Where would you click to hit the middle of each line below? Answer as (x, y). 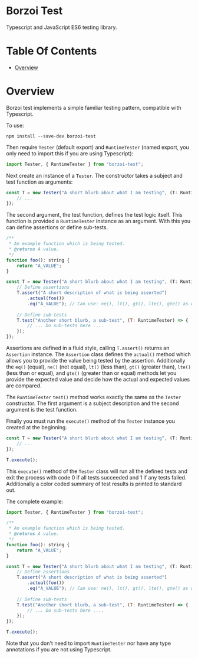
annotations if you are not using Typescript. (59, 650)
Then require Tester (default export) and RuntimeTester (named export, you (98, 147)
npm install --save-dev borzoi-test (51, 136)
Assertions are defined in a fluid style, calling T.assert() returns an (88, 348)
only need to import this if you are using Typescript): (70, 153)
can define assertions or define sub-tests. (57, 227)
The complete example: (35, 501)
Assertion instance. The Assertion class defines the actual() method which (98, 354)
